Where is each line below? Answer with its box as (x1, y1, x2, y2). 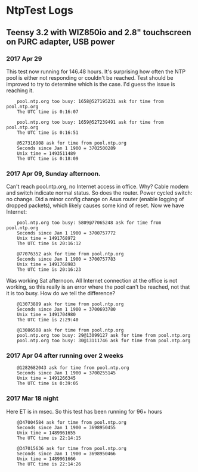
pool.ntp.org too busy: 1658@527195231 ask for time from (17, 98, 164, 104)
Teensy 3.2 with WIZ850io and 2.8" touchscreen (6, 27, 192, 37)
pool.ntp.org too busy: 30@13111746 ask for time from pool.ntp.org (17, 337, 191, 344)
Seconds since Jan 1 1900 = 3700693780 (17, 307, 116, 312)
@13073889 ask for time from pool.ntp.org (17, 301, 124, 307)
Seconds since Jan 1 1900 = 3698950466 (17, 451, 116, 457)
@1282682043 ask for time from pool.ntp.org (17, 365, 129, 371)
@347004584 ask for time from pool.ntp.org (17, 419, 127, 426)
